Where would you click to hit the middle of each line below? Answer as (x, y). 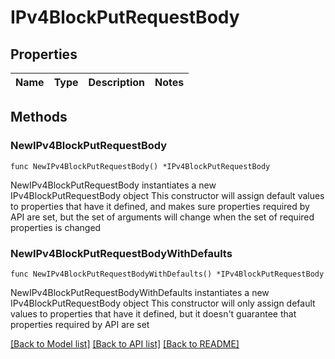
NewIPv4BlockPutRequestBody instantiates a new (113, 185)
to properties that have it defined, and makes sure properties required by (160, 206)
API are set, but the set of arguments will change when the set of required (162, 217)
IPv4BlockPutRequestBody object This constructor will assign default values (167, 195)
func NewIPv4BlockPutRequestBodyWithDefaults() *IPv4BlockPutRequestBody (167, 274)
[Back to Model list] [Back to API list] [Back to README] (125, 343)
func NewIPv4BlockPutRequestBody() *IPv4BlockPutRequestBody (140, 166)
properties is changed (56, 227)
